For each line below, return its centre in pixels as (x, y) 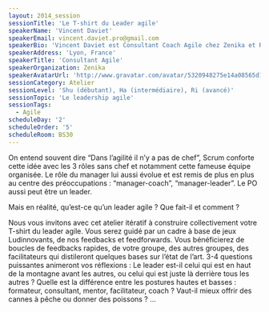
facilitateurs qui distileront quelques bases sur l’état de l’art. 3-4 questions (131, 256)
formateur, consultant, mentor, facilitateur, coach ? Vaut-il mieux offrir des (130, 290)
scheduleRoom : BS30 (41, 134)
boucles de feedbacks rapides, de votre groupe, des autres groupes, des (129, 248)
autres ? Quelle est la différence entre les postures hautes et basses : (122, 282)
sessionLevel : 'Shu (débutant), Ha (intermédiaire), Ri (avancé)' (121, 90)
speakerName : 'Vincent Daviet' (60, 30)
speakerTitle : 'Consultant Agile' (66, 61)
